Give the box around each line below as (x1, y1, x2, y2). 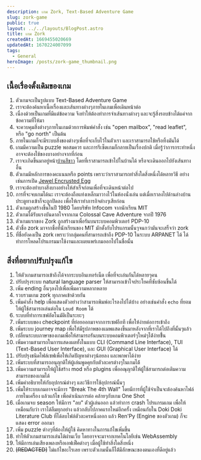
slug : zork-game (7, 14, 47, 20)
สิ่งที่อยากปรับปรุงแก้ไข (7, 255, 73, 266)
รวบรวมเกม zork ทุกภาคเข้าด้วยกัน (15, 292, 86, 299)
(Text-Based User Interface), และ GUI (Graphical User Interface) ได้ (15, 345, 178, 352)
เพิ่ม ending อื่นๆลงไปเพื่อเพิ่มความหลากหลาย (15, 285, 107, 292)
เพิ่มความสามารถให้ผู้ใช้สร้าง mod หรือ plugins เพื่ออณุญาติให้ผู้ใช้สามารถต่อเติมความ (15, 366, 186, 373)
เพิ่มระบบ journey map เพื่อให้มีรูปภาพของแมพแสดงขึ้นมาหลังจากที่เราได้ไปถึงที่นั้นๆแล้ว (15, 325, 192, 332)
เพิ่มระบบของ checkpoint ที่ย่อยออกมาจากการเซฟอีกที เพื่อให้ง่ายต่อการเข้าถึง (15, 318, 170, 326)
